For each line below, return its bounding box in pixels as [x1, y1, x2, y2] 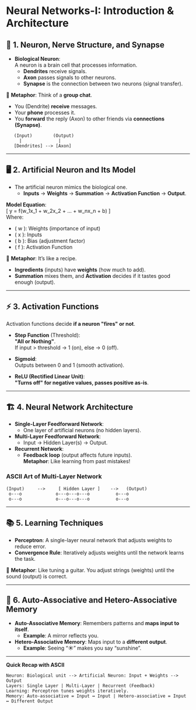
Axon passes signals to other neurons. [23, 74, 117, 81]
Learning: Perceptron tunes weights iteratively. [6, 688, 129, 694]
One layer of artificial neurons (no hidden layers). [23, 427, 141, 434]
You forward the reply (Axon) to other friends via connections [14, 115, 165, 122]
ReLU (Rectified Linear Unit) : [14, 373, 85, 380]
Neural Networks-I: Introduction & [6, 4, 174, 18]
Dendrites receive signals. [23, 68, 87, 74]
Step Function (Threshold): [14, 332, 80, 339]
